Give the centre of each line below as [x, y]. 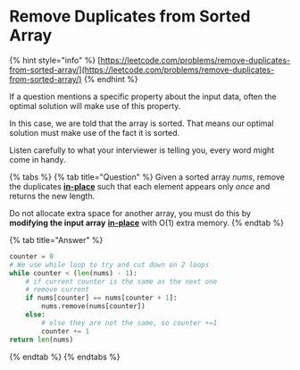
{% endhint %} [111, 79]
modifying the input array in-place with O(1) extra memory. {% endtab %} [146, 223]
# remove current [58, 290]
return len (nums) [42, 340]
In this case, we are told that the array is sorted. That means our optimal [142, 123]
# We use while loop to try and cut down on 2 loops [109, 265]
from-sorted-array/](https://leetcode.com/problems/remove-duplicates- [142, 70]
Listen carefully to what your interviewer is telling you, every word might [142, 150]
